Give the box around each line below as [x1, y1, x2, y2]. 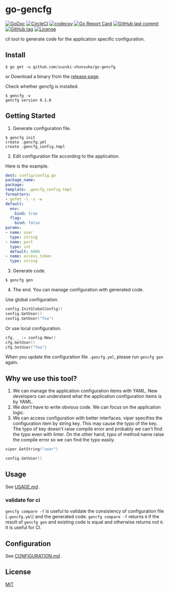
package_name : [5, 178, 36, 183]
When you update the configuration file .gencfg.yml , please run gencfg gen [5, 354, 163, 360]
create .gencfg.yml [5, 139, 47, 144]
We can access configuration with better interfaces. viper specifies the [12, 415, 163, 421]
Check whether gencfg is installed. [5, 83, 79, 89]
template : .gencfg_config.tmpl [5, 187, 72, 193]
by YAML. [12, 398, 33, 405]
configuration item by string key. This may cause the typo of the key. [12, 420, 158, 427]
